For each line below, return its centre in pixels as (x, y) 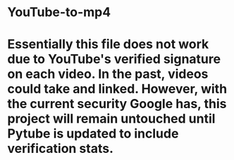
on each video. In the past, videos (108, 74)
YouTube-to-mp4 (59, 12)
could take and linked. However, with (117, 89)
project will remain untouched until (111, 119)
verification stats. (61, 149)
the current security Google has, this (117, 104)
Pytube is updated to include (93, 134)
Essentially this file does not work (108, 45)
